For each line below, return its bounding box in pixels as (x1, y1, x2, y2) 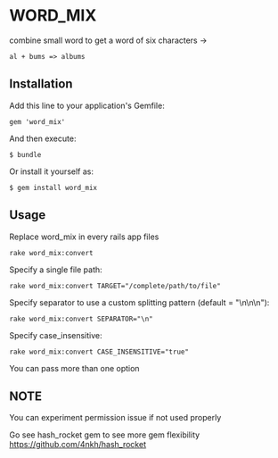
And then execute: (9, 133, 77, 144)
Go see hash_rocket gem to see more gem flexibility (9, 429, 200, 440)
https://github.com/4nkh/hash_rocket (9, 439, 147, 450)
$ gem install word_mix (9, 183, 98, 192)
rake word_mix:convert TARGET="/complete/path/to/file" (9, 281, 221, 290)
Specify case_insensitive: (9, 329, 102, 340)
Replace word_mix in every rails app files (9, 231, 159, 242)
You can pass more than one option (9, 362, 140, 373)
